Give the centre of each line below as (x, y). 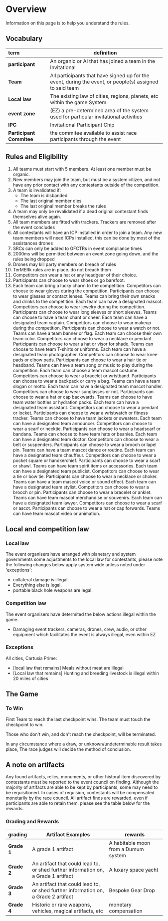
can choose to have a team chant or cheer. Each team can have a (80, 317)
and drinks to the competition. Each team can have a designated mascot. (88, 301)
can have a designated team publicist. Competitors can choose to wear (86, 471)
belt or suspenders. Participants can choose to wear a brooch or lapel (84, 445)
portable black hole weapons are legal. (53, 590)
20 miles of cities (31, 678)
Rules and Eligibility (37, 157)
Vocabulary (24, 39)
